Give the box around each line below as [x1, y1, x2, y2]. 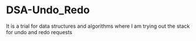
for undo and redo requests [6, 28, 73, 35]
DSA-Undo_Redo [6, 3, 90, 17]
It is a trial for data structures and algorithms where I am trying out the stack [6, 23, 190, 29]
